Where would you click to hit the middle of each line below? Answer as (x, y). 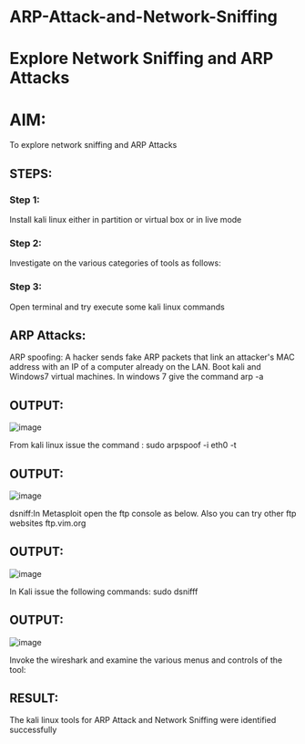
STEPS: (31, 174)
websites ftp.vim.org (48, 523)
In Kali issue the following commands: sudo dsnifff (104, 592)
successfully (33, 730)
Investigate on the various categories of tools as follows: (115, 263)
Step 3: (26, 287)
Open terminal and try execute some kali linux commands (117, 307)
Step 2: (26, 243)
